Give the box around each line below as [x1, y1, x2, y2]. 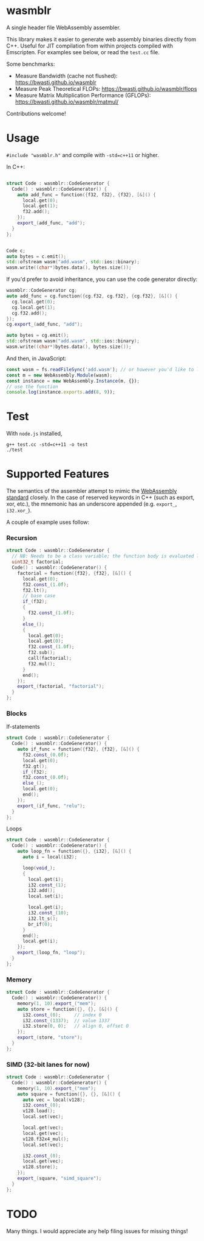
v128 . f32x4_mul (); [22, 1136, 69, 1142]
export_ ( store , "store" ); [17, 1034, 83, 1041]
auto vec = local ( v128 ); [22, 1097, 86, 1103]
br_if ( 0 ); [28, 921, 53, 927]
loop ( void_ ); [22, 864, 56, 871]
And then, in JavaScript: [6, 355, 67, 362]
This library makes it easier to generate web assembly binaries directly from [6, 35, 196, 43]
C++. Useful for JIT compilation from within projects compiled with [6, 42, 173, 49]
